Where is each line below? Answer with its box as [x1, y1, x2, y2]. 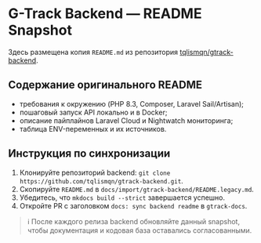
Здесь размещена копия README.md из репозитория [8, 47, 179, 56]
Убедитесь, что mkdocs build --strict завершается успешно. [19, 193, 226, 202]
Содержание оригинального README [8, 78, 202, 92]
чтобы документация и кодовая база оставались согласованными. [27, 225, 252, 235]
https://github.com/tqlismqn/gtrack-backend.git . [19, 176, 184, 185]
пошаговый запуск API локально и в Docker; [19, 107, 168, 117]
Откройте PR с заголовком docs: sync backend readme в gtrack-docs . [19, 201, 248, 210]
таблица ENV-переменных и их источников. [19, 124, 167, 133]
